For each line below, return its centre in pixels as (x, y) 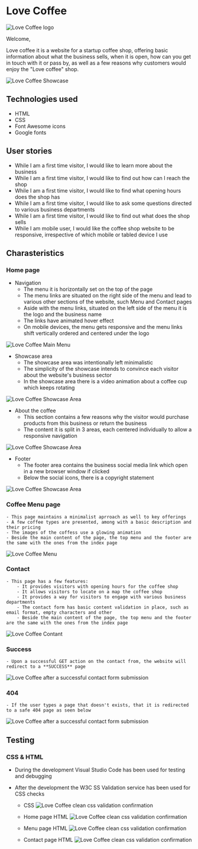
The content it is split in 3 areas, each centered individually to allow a (108, 430)
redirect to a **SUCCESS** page (46, 667)
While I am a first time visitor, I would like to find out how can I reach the (102, 178)
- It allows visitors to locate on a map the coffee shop (90, 592)
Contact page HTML (48, 840)
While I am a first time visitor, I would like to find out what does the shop (102, 216)
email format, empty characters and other (59, 612)
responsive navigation (51, 436)
